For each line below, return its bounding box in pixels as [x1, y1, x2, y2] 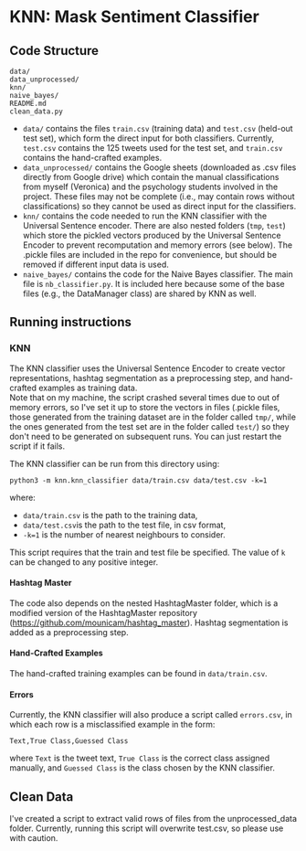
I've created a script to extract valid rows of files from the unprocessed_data [9, 814, 298, 824]
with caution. [9, 833, 58, 844]
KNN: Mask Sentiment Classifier [9, 6, 260, 27]
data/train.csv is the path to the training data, [22, 509, 198, 520]
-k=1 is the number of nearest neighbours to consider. [22, 528, 226, 540]
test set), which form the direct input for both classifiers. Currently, [22, 133, 275, 144]
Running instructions [9, 314, 132, 330]
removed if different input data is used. [22, 259, 169, 270]
